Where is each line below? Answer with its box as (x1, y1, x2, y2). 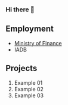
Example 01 (14, 79, 43, 86)
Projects (5, 63, 38, 73)
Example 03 (14, 92, 44, 99)
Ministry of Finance (14, 39, 62, 47)
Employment (5, 24, 54, 34)
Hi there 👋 (5, 5, 35, 14)
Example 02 (14, 85, 44, 92)
